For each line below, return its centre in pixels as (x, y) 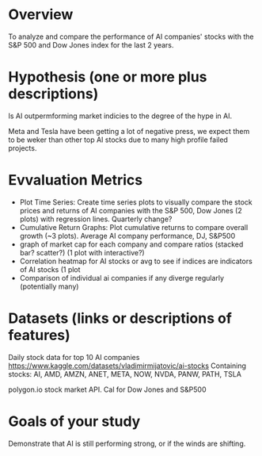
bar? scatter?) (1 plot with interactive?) (82, 252)
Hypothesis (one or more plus (108, 77)
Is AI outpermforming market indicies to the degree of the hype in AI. (120, 116)
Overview (41, 15)
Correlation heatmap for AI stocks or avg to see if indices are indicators (136, 261)
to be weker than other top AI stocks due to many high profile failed (118, 140)
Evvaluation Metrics (76, 180)
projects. (23, 148)
